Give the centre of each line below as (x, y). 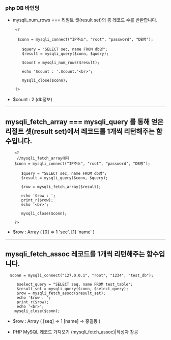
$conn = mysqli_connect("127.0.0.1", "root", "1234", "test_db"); (82, 275)
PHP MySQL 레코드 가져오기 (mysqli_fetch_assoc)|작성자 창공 (75, 332)
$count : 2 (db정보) (32, 100)
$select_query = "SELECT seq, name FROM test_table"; (75, 284)
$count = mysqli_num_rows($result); (61, 63)
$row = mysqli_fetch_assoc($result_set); (61, 293)
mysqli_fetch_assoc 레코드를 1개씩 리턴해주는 (75, 254)
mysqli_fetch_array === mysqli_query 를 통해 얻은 (84, 122)
